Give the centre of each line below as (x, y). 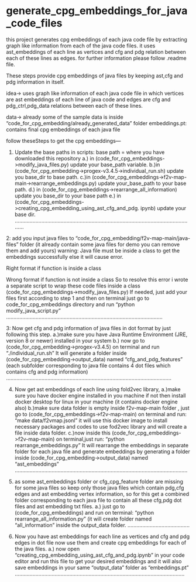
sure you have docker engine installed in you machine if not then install (100, 395)
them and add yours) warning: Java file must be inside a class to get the (93, 251)
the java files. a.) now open (47, 549)
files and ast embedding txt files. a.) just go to (70, 506)
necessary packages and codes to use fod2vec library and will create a (101, 426)
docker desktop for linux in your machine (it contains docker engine (96, 402)
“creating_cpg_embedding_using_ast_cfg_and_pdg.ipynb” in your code (100, 555)
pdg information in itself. (35, 82)
